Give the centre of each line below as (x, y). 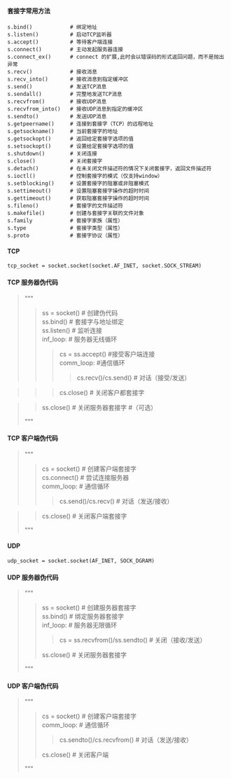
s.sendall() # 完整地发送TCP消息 (65, 95)
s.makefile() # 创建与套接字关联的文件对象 (76, 214)
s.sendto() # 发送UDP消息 (57, 117)
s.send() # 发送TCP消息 (57, 87)
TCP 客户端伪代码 (33, 439)
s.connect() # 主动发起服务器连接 (65, 50)
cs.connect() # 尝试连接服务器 (85, 477)
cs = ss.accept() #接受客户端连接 (107, 354)
